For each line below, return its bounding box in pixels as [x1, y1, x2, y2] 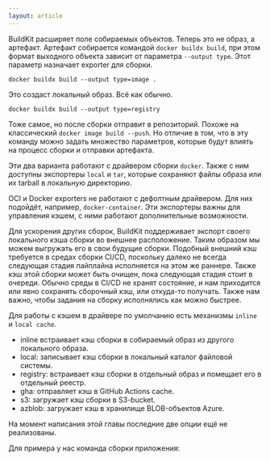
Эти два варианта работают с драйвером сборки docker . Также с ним [8, 161, 250, 170]
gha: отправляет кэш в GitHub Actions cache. [19, 386, 175, 396]
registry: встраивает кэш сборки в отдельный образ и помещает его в [19, 369, 262, 379]
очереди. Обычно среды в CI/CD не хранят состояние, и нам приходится [8, 278, 261, 287]
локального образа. [19, 343, 89, 353]
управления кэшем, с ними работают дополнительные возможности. [8, 211, 249, 220]
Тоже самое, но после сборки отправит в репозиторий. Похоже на [8, 119, 239, 129]
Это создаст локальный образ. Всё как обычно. [8, 90, 173, 99]
